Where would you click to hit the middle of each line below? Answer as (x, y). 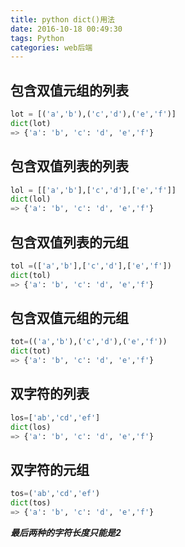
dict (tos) (31, 503)
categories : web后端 (51, 47)
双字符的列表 (50, 394)
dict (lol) (31, 199)
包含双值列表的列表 (69, 166)
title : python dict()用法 (62, 19)
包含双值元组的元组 (69, 317)
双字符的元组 (50, 469)
